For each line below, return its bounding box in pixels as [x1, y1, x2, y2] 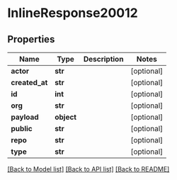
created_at [11, 78, 48, 87]
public [11, 124, 33, 133]
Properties [7, 33, 55, 45]
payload [11, 112, 39, 122]
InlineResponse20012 [7, 5, 138, 21]
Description [83, 55, 124, 64]
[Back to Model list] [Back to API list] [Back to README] [7, 165, 170, 173]
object [54, 112, 76, 122]
